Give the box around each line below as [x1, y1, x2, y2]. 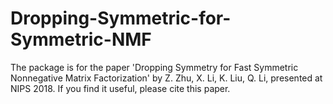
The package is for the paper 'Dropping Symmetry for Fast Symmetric [10, 61, 299, 73]
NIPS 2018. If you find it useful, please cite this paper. [10, 82, 231, 94]
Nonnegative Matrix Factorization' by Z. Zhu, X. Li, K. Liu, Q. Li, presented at [10, 72, 323, 84]
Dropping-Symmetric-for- [10, 7, 232, 30]
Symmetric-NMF [10, 28, 152, 51]
